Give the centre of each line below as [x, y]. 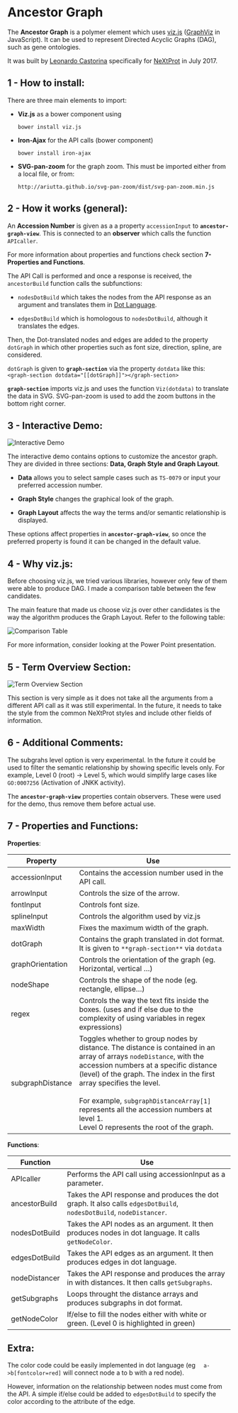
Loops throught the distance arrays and [132, 1294]
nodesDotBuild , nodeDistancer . [117, 1212]
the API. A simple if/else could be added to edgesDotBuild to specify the [112, 1394]
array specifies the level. [120, 1082]
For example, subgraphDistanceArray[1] [145, 1100]
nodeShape [30, 985]
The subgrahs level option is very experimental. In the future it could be [112, 760]
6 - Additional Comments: [66, 743]
